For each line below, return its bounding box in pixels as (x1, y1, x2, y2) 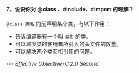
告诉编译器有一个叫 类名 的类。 (15, 33, 92, 40)
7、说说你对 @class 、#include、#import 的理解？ (6, 5, 134, 13)
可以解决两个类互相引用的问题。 (15, 48, 95, 56)
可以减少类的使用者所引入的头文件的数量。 (15, 40, 122, 48)
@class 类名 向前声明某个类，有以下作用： (6, 20, 110, 27)
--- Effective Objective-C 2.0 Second (6, 60, 99, 68)
